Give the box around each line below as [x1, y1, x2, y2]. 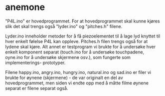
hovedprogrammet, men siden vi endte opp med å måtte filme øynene [5, 79, 149, 86]
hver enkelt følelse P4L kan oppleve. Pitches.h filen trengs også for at [5, 38, 148, 44]
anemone [5, 1, 45, 13]
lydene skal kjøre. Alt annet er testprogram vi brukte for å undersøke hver [5, 43, 156, 49]
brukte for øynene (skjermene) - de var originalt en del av [5, 74, 123, 80]
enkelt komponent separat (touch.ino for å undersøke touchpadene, [5, 49, 145, 55]
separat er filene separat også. [5, 85, 68, 91]
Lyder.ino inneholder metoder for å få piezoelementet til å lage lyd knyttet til [5, 33, 161, 39]
